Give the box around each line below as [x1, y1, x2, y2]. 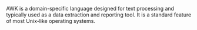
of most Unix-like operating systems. [6, 18, 96, 24]
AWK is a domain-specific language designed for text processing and [6, 5, 175, 12]
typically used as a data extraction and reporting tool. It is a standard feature [6, 11, 192, 18]
